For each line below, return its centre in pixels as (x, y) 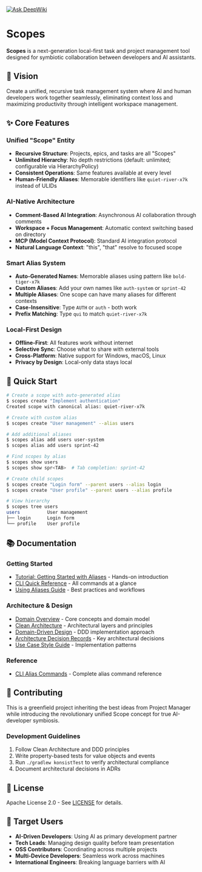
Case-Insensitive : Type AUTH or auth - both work (76, 308)
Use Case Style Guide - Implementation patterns (76, 645)
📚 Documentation (42, 543)
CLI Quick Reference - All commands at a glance (76, 583)
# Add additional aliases (39, 434)
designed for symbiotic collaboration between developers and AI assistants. (101, 57)
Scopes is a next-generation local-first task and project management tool (98, 50)
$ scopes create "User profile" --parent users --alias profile (89, 490)
